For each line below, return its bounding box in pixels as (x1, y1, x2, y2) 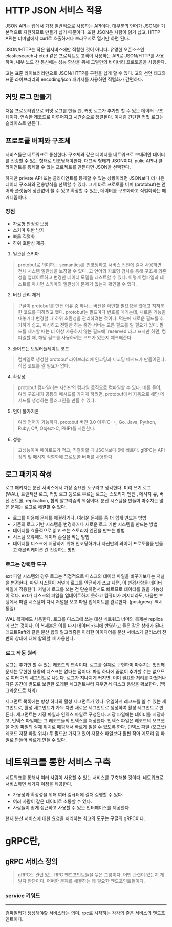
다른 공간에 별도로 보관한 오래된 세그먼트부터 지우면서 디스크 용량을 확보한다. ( (5, 681, 161, 687)
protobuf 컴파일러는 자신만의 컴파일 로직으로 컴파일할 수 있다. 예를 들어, (17, 384, 162, 391)
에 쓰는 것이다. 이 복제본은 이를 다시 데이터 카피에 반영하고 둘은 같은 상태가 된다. (5, 622, 165, 629)
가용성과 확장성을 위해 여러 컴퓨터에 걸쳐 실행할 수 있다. (12, 792, 124, 798)
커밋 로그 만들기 (5, 93, 52, 101)
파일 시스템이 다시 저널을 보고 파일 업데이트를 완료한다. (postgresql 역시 (18, 598, 163, 605)
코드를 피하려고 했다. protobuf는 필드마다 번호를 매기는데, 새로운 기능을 (23, 309, 166, 315)
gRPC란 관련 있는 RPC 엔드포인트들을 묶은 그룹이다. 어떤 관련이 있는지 (17, 872, 159, 878)
